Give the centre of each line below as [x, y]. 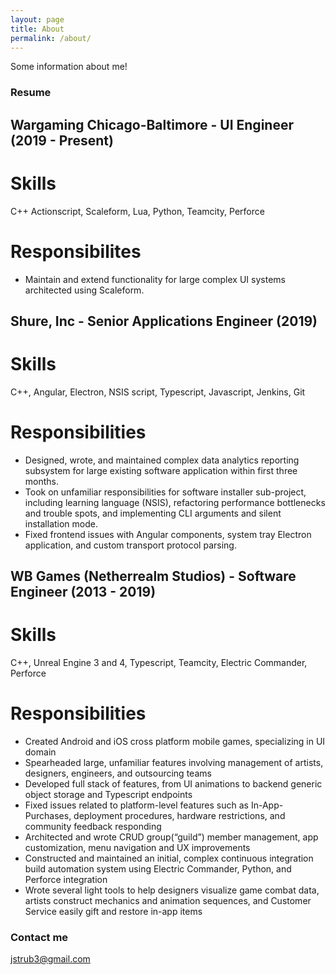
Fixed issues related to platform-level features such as [136, 805]
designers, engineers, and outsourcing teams [118, 773]
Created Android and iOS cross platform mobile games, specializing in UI [175, 742]
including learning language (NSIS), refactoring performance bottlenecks [175, 502]
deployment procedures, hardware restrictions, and [179, 816]
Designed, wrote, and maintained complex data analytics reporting [162, 460]
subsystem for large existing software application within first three [161, 470]
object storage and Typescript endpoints [108, 795]
